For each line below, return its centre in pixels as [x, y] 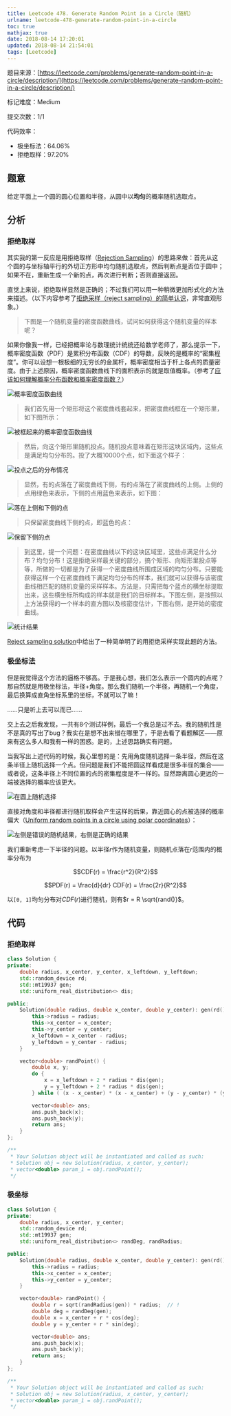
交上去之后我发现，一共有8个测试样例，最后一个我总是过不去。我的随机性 [111, 724]
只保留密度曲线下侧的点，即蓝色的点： [78, 522]
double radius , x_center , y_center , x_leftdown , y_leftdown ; [109, 972]
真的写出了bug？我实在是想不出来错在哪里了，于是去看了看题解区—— [118, 733]
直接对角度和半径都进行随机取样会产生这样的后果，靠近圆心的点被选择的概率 [115, 811]
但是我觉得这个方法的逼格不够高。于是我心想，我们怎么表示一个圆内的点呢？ [115, 678]
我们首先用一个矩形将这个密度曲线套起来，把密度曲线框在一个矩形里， [123, 409]
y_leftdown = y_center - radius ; [80, 1042]
